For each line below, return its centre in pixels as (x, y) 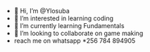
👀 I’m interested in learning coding (64, 18)
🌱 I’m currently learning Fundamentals (69, 26)
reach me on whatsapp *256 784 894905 (75, 41)
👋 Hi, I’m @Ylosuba (42, 11)
